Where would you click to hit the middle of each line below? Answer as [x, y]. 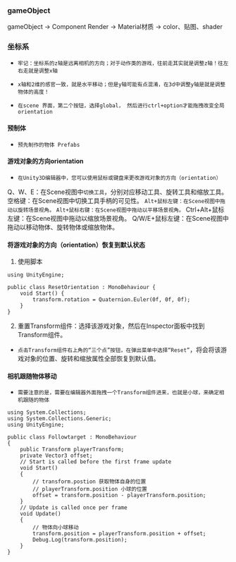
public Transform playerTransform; [72, 450]
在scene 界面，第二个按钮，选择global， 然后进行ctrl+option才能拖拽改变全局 [121, 105]
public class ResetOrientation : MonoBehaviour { [82, 288]
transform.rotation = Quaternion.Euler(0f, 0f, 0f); [112, 300]
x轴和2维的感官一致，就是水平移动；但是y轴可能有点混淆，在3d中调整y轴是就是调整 [121, 84]
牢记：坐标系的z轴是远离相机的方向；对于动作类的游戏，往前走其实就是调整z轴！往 [120, 63]
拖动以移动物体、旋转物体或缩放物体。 [63, 227]
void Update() [41, 514]
